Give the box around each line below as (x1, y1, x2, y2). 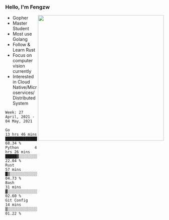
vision (12, 63, 25, 69)
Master (12, 20, 28, 26)
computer (12, 58, 33, 64)
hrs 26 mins (5, 150, 30, 155)
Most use (12, 31, 32, 37)
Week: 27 (5, 110, 24, 115)
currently (12, 68, 32, 74)
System (12, 100, 29, 106)
